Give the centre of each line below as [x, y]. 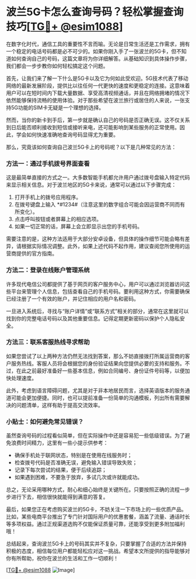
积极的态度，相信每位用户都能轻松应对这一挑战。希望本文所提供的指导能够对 [98, 551]
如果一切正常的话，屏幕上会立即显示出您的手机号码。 [78, 226]
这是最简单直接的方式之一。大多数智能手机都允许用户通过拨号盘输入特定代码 [98, 178]
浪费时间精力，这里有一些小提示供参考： [60, 443]
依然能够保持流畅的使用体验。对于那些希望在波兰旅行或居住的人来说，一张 [95, 100]
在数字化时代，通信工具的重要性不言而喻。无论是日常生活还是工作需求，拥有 [98, 44]
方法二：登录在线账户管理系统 [48, 270]
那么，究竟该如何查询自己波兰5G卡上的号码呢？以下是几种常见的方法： [91, 147]
